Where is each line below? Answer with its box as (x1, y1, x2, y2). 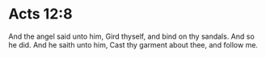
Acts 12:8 (8, 5, 73, 23)
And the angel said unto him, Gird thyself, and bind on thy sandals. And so (8, 31, 255, 41)
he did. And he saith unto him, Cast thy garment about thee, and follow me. (8, 39, 259, 49)
